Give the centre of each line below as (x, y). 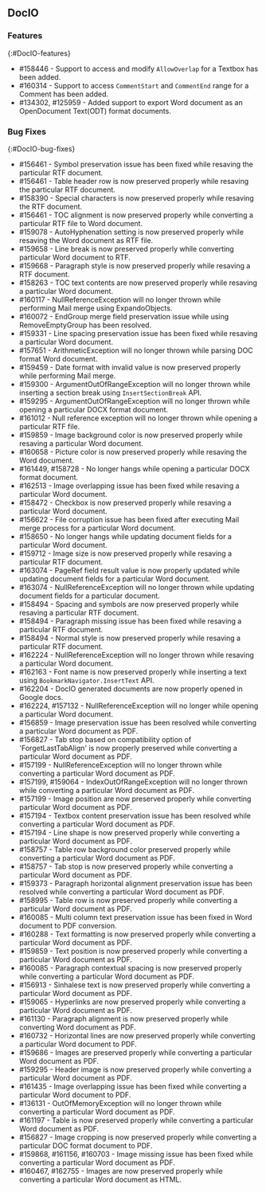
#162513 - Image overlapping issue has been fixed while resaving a (129, 486)
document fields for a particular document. (89, 596)
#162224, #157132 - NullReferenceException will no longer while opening (139, 705)
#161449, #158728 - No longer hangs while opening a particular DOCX (134, 468)
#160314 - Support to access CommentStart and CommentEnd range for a (134, 85)
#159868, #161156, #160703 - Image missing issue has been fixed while (136, 1154)
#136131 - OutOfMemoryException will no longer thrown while (120, 1103)
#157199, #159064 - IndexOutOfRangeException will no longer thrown (133, 782)
